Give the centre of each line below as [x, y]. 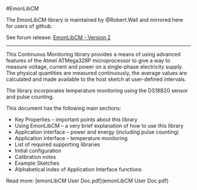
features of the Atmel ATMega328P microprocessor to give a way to [88, 60]
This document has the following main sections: [64, 108]
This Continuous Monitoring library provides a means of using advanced [93, 54]
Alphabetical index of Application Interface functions [78, 169]
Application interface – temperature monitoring [71, 138]
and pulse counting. [30, 97]
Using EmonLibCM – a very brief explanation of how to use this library [99, 126]
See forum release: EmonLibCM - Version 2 [59, 37]
